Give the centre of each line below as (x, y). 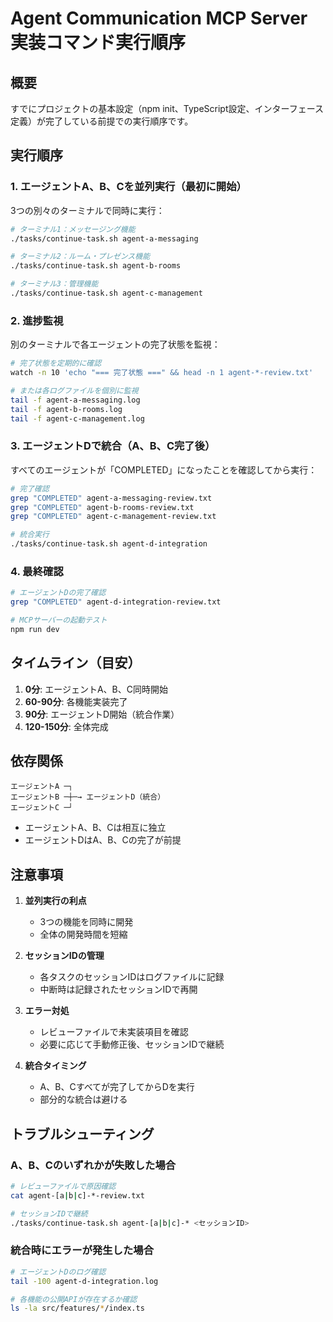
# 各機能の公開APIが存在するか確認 (74, 1299)
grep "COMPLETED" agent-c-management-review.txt (113, 517)
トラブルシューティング (82, 1133)
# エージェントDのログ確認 (58, 1272)
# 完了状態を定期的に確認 (56, 363)
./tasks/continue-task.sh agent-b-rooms (96, 266)
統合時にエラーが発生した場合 (82, 1250)
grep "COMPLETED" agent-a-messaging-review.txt (111, 498)
